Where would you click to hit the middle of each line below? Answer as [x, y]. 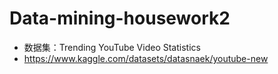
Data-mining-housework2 [120, 18]
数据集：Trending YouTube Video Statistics [112, 47]
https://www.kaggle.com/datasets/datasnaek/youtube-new [146, 58]
